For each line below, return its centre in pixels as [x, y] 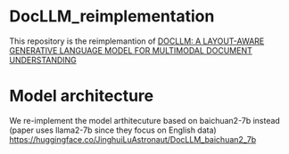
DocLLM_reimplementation [112, 16]
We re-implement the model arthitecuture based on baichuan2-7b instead [145, 120]
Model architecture [82, 96]
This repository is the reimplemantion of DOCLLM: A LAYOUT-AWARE [137, 41]
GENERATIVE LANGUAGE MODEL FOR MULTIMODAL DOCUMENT [131, 50]
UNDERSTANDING [43, 60]
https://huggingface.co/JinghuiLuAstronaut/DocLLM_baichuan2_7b [133, 139]
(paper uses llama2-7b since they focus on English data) [113, 130]
